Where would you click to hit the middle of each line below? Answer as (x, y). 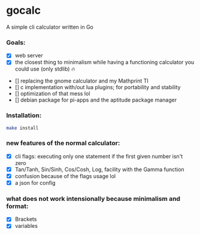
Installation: (24, 115)
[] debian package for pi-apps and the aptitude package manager (96, 100)
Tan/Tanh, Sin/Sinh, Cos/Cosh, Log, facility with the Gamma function (99, 169)
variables (26, 226)
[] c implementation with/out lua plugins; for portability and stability (98, 87)
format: (17, 206)
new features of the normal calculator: (63, 143)
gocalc (23, 10)
